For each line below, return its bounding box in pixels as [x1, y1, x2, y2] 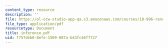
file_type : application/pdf [5, 21, 64, 26]
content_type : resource [5, 7, 55, 12]
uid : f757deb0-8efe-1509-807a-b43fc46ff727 [5, 35, 97, 40]
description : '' [5, 12, 39, 17]
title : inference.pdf [5, 30, 50, 35]
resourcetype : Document [5, 26, 55, 31]
